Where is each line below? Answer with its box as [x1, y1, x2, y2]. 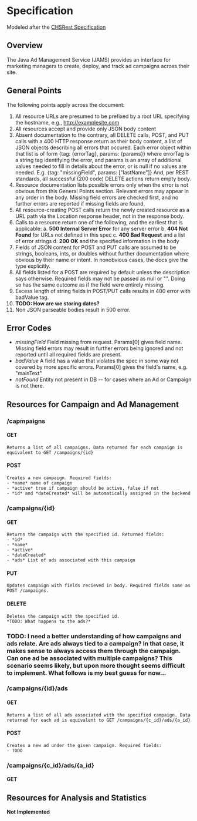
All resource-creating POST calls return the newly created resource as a [15, 206, 190, 213]
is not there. [15, 382, 45, 389]
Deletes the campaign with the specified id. [6, 613, 120, 619]
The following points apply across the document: [6, 101, 125, 108]
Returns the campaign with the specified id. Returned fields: [6, 531, 165, 538]
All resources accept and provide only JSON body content [15, 125, 157, 132]
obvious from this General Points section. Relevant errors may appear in [15, 187, 189, 194]
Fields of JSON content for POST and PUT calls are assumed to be [15, 244, 176, 251]
